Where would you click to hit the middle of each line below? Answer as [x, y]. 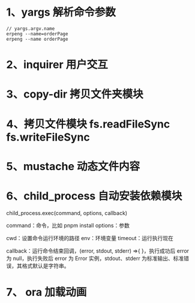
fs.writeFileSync [48, 137]
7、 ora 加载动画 [46, 292]
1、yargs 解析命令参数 [61, 12]
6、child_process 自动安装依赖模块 [94, 196]
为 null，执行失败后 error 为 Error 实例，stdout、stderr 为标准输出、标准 [95, 258]
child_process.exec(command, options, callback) [67, 213]
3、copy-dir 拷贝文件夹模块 [75, 94]
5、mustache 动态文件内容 [73, 166]
